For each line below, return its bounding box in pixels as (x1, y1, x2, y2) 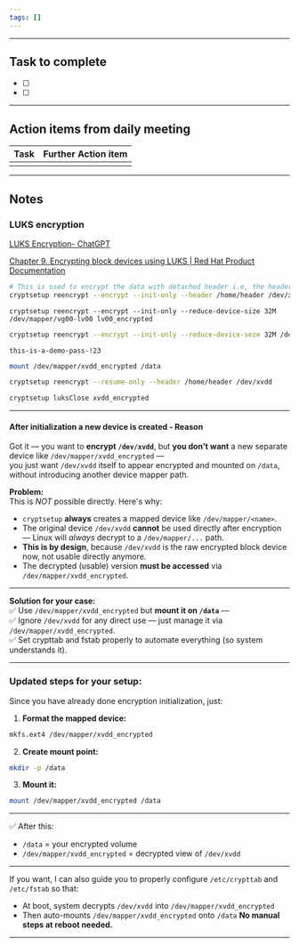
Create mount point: (21, 746, 99, 757)
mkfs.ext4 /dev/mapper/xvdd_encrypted (9, 730, 153, 739)
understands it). (9, 644, 68, 655)
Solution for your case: (9, 595, 96, 606)
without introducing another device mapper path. (9, 469, 190, 481)
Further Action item (43, 148, 128, 160)
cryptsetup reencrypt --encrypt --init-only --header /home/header (9, 290, 265, 299)
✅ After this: (9, 821, 54, 832)
